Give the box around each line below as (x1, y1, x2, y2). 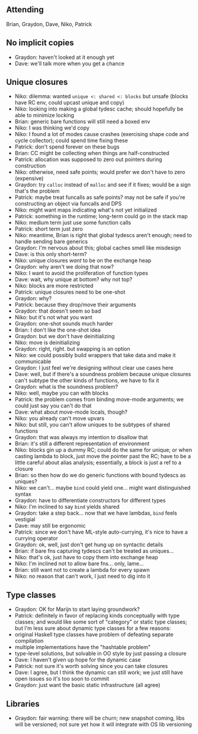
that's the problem (14, 187, 60, 195)
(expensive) (14, 175, 44, 182)
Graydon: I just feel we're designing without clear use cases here (14, 364, 174, 371)
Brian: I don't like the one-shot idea (14, 326, 101, 333)
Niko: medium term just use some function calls (14, 219, 132, 226)
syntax (14, 490, 31, 498)
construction (14, 162, 46, 169)
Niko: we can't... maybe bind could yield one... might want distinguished (14, 484, 191, 492)
